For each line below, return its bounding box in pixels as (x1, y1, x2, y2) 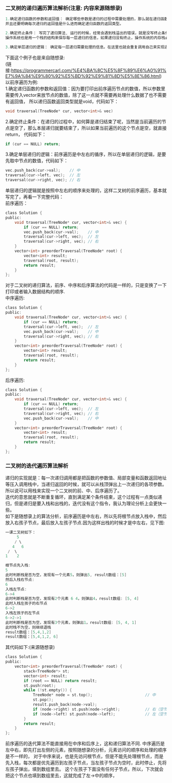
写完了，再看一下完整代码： (5, 194, 64, 200)
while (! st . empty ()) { (24, 688, 72, 693)
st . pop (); (32, 697, 54, 703)
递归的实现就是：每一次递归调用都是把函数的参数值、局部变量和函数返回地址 (5, 475, 167, 481)
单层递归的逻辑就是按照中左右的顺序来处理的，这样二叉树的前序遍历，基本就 (5, 187, 167, 194)
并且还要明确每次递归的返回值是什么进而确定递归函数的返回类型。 (5, 22, 124, 27)
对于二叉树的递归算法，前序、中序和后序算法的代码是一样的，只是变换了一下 (5, 282, 167, 288)
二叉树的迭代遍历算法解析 (5, 462, 69, 469)
